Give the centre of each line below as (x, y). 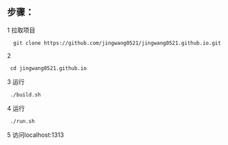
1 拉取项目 (21, 30)
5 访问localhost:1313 (35, 135)
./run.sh (23, 121)
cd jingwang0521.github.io (48, 68)
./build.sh (25, 94)
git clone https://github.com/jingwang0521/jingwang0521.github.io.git (117, 43)
